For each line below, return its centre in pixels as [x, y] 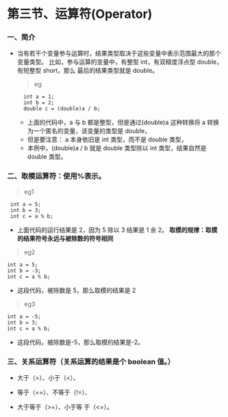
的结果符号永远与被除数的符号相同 [65, 238]
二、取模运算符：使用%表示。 [56, 176]
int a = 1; [39, 97]
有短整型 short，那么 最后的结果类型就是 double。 [88, 71]
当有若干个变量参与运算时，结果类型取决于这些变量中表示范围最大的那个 [119, 53]
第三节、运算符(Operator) [80, 14]
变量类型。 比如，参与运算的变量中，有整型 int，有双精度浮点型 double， [120, 62]
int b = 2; [39, 103]
